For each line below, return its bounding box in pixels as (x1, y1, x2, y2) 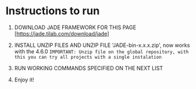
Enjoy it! (14, 76, 34, 83)
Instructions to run (5, 4, 100, 18)
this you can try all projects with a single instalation (14, 54, 162, 60)
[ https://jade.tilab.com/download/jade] (14, 30, 109, 37)
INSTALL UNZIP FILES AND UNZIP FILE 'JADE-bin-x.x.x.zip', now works (14, 42, 191, 49)
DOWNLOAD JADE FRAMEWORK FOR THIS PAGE (14, 24, 137, 31)
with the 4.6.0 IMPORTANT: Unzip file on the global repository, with (14, 47, 189, 55)
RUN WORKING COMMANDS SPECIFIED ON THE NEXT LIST (14, 64, 164, 72)
